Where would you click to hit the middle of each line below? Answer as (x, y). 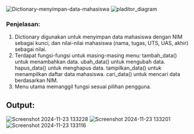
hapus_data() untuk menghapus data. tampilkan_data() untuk (88, 68)
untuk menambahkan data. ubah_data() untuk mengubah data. (90, 62)
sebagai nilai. (30, 49)
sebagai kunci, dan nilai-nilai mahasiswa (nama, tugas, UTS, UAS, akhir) (101, 43)
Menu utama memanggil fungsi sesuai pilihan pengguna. (83, 87)
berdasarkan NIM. (36, 80)
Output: (21, 105)
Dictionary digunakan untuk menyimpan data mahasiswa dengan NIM (98, 37)
